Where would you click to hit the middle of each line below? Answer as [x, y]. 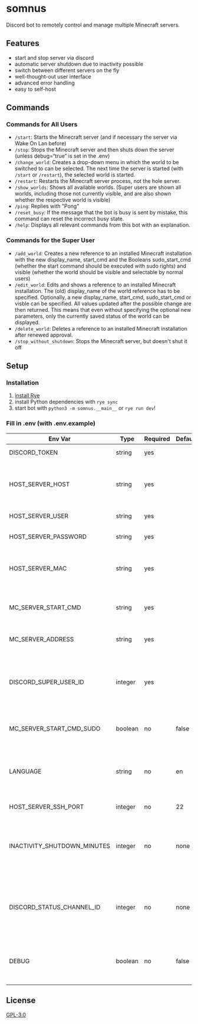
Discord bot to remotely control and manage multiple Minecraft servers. [93, 25]
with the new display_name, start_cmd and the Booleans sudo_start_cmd [103, 259]
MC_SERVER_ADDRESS [42, 639]
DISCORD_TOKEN [34, 452]
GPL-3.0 [16, 1015]
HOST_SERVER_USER [39, 516]
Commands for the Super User [51, 240]
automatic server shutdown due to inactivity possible [79, 64]
